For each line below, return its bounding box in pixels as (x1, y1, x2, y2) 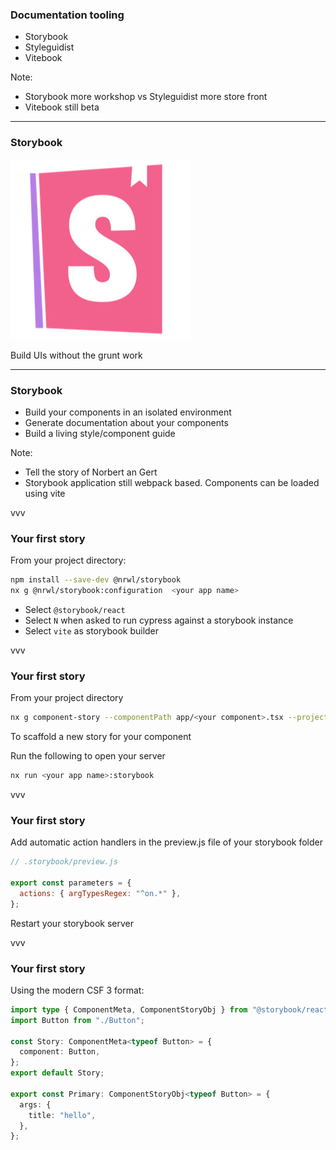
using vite (24, 487, 66, 499)
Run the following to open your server (10, 750, 166, 762)
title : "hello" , (28, 1110, 97, 1120)
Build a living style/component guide (24, 427, 176, 439)
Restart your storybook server (10, 917, 135, 929)
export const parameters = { (10, 878, 132, 888)
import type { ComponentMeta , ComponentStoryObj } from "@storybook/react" (10, 1004, 333, 1015)
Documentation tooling (10, 8, 125, 22)
